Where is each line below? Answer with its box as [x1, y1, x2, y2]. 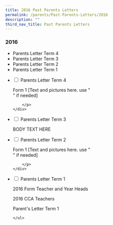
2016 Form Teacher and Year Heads [12, 186, 88, 192]
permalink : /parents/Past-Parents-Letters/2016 [5, 12, 108, 17]
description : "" [5, 17, 40, 22]
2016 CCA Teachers [12, 195, 55, 202]
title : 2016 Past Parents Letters [5, 7, 79, 13]
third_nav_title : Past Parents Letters [5, 21, 90, 27]
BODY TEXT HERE [12, 126, 51, 132]
